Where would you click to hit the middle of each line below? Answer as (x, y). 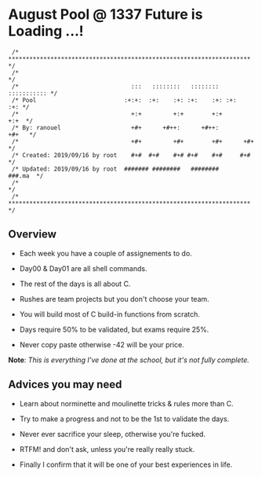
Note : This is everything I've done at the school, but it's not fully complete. (129, 360)
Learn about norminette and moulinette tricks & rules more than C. (126, 403)
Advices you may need (65, 385)
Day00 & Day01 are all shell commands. (83, 268)
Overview (33, 235)
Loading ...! (46, 31)
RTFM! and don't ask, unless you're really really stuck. (107, 449)
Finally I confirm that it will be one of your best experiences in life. (126, 464)
